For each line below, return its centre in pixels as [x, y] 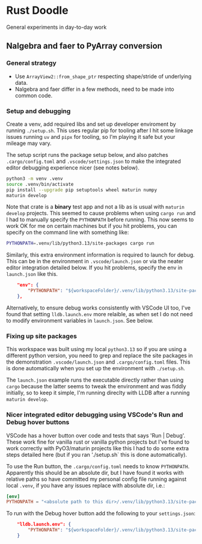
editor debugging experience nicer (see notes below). [73, 167]
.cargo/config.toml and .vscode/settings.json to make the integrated [94, 161]
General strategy [32, 63]
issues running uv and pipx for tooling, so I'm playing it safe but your [91, 136]
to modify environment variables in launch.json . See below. [80, 320]
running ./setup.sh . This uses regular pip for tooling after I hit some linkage [100, 130]
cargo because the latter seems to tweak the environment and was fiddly [96, 387]
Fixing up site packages [41, 336]
